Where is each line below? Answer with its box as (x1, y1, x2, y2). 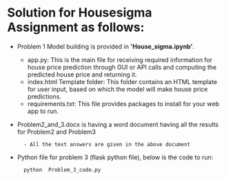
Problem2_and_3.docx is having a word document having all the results (17, 120, 219, 128)
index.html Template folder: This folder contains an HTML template (27, 77, 218, 86)
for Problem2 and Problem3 (17, 128, 96, 136)
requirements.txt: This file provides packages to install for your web (27, 99, 220, 108)
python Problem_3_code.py (23, 166, 101, 173)
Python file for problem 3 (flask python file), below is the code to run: (17, 153, 214, 161)
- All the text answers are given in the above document (23, 141, 191, 148)
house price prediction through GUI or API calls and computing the (27, 63, 217, 71)
